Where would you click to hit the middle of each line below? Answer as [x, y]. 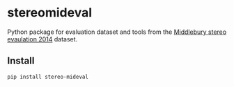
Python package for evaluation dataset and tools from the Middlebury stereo [117, 32]
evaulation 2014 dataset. [42, 39]
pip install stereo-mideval [48, 77]
